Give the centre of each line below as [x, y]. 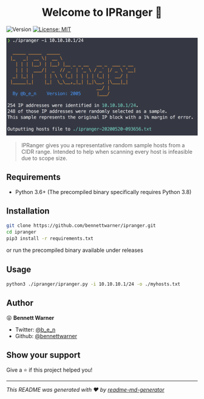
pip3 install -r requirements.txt [50, 239]
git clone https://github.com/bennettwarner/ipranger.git [81, 226]
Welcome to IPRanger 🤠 [102, 12]
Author [20, 303]
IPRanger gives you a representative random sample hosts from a [103, 145]
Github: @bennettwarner [46, 336]
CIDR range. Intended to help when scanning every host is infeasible [107, 151]
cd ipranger [21, 232]
